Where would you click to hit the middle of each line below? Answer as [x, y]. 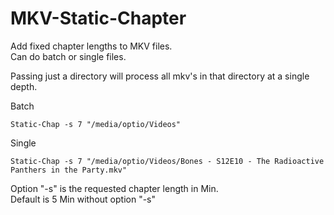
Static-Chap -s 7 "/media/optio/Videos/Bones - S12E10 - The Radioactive [167, 161]
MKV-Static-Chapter [98, 18]
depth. [24, 86]
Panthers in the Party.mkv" [69, 170]
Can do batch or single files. [68, 56]
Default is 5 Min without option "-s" [83, 199]
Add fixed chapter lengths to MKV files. [91, 46]
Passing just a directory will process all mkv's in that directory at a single [160, 76]
